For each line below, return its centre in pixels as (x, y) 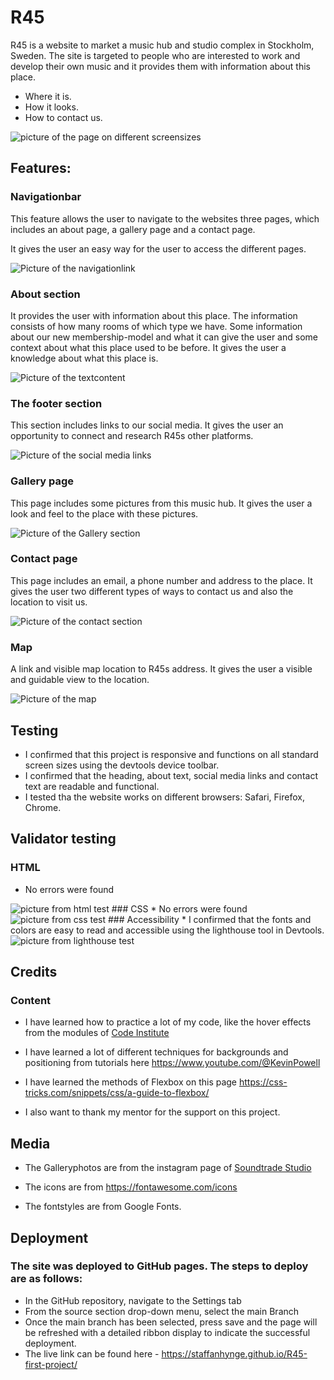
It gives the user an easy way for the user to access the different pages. (158, 248)
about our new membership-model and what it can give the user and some (164, 337)
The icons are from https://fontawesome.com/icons (131, 1187)
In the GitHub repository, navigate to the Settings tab (133, 1300)
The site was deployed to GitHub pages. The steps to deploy (159, 1266)
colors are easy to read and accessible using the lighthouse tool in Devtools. (167, 930)
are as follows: (46, 1279)
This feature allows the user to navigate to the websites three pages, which (165, 218)
